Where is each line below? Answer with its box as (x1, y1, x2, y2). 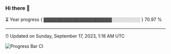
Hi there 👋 (5, 5, 31, 12)
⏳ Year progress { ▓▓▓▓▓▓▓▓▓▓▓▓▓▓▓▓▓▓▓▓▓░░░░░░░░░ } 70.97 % (5, 16, 162, 22)
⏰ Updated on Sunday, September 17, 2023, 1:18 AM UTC (5, 33, 125, 39)
